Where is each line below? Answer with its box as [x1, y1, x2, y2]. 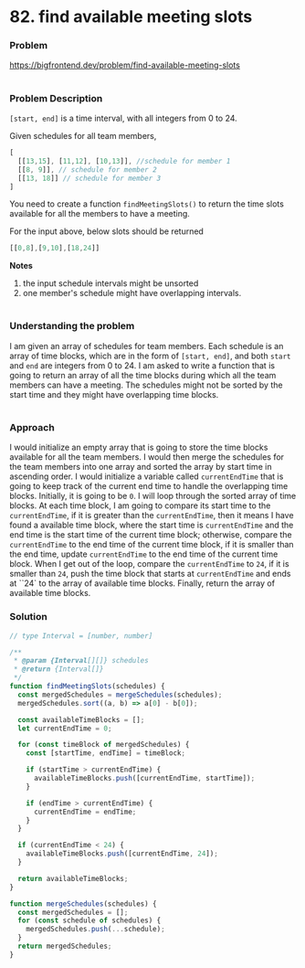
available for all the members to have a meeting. [9, 208, 190, 219]
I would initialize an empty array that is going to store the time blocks [9, 441, 268, 453]
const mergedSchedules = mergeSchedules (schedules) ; [17, 690, 223, 699]
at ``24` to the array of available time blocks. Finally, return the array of [9, 578, 276, 589]
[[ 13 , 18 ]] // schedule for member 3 [17, 174, 162, 183]
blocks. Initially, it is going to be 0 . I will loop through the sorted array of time [9, 491, 297, 502]
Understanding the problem [9, 320, 135, 333]
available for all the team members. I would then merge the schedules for [9, 452, 285, 463]
